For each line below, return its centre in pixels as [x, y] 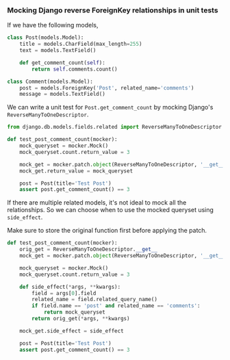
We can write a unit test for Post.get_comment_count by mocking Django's [110, 107]
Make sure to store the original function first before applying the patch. [107, 231]
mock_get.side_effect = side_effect [72, 331]
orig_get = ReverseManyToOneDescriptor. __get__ [88, 249]
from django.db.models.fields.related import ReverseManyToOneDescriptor [115, 127]
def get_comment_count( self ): [63, 63]
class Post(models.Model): [46, 38]
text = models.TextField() [58, 51]
